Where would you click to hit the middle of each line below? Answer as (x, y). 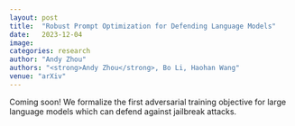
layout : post (34, 18)
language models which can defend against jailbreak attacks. (123, 111)
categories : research (50, 51)
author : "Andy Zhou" (48, 59)
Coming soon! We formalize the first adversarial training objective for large (148, 102)
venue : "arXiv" (38, 76)
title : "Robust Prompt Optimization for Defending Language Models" (143, 26)
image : (22, 43)
